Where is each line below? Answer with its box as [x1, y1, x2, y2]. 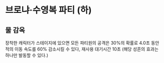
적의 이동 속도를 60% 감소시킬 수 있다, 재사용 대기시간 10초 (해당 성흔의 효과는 [5, 46, 159, 52]
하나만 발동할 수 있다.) [5, 53, 49, 58]
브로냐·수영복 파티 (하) [5, 4, 92, 16]
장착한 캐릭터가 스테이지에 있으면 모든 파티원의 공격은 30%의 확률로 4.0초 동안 [5, 40, 159, 46]
